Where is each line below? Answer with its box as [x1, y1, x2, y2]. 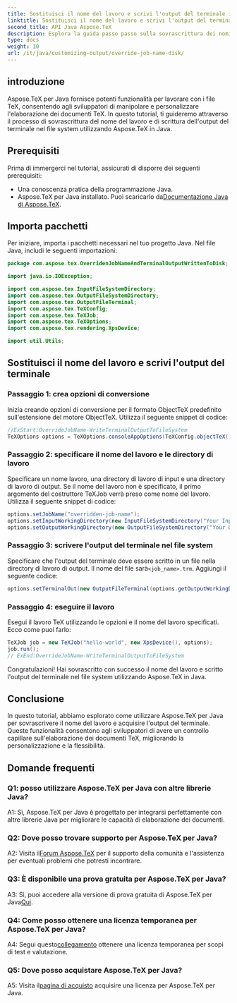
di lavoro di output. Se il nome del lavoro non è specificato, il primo [7, 482, 201, 490]
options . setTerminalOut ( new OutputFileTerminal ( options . [7, 585, 178, 592]
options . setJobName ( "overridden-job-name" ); [7, 511, 140, 518]
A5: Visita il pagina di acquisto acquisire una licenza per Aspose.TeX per [7, 981, 216, 990]
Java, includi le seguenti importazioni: [7, 246, 118, 255]
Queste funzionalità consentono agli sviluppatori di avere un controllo [7, 727, 209, 735]
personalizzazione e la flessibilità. [7, 741, 106, 750]
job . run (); [7, 645, 39, 652]
